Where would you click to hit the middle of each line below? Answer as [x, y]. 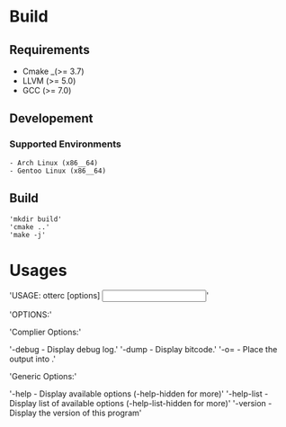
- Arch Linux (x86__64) [54, 163]
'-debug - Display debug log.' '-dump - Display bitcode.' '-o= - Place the [143, 350]
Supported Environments [65, 144]
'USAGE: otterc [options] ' [109, 296]
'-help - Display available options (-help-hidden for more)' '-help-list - [139, 394]
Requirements [49, 50]
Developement [51, 119]
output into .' [33, 359]
